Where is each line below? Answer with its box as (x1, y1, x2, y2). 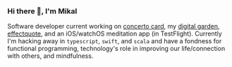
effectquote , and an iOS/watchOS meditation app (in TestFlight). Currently (7, 29, 222, 38)
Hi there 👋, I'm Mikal (7, 6, 78, 16)
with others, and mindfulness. (7, 52, 94, 60)
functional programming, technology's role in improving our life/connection (7, 45, 226, 53)
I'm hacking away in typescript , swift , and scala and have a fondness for (7, 37, 222, 45)
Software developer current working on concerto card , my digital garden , (7, 22, 220, 31)
